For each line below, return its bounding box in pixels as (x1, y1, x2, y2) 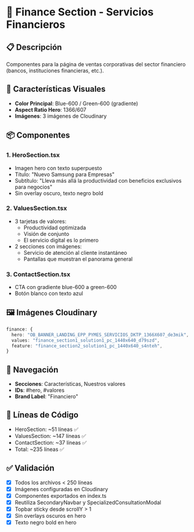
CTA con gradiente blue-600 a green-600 (14, 284, 117, 291)
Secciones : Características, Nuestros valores (14, 381, 126, 388)
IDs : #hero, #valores (14, 387, 65, 394)
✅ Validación (6, 463, 55, 473)
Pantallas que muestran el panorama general (23, 255, 133, 262)
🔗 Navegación (6, 365, 59, 375)
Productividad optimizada (23, 224, 86, 231)
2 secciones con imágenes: (14, 242, 82, 250)
